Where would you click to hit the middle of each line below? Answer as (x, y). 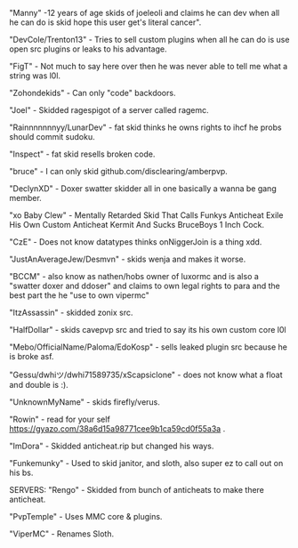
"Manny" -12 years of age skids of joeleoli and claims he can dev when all (145, 13)
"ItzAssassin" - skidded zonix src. (71, 312)
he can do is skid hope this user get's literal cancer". (105, 22)
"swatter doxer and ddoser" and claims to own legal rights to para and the (145, 286)
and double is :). (39, 385)
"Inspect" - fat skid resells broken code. (82, 154)
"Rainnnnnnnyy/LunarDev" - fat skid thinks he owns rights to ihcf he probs (145, 127)
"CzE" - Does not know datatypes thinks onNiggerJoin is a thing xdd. (136, 242)
